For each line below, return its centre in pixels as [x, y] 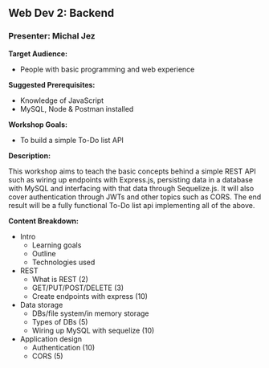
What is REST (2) [60, 279]
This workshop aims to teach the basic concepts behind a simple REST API [132, 171]
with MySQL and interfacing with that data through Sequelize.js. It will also [131, 188]
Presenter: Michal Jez [52, 36]
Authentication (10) [63, 347]
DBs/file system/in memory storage [91, 313]
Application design [51, 339]
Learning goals [57, 245]
